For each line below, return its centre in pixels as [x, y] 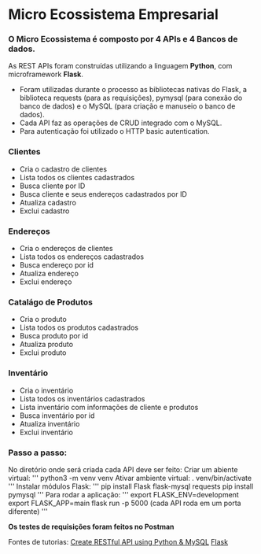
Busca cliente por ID [52, 186]
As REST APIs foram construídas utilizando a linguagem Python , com [120, 66]
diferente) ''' [28, 511]
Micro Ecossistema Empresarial [113, 15]
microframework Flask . [46, 74]
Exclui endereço [46, 282]
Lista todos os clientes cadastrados [77, 177]
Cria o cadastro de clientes [63, 169]
